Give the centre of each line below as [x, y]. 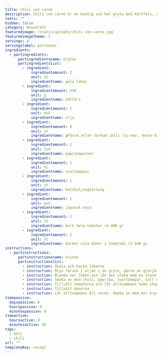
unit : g [39, 95]
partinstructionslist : [40, 262]
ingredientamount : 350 [54, 91]
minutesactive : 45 [28, 325]
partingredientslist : [40, 63]
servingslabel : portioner [31, 46]
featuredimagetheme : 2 [28, 37]
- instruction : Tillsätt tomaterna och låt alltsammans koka [85, 284]
